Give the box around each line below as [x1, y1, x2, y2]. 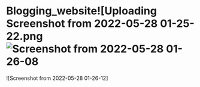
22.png [6, 30, 43, 43]
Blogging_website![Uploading [6, 4, 157, 18]
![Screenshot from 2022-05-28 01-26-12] [6, 74, 108, 82]
